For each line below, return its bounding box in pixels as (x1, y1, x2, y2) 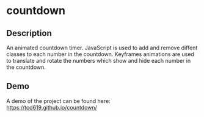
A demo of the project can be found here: (6, 97, 111, 104)
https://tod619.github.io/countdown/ (6, 104, 98, 111)
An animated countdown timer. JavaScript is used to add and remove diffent (6, 44, 198, 51)
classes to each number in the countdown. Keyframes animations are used (6, 51, 194, 58)
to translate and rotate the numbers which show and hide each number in (6, 57, 191, 64)
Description (6, 28, 52, 38)
